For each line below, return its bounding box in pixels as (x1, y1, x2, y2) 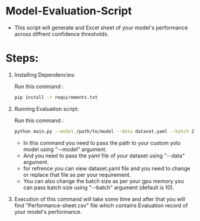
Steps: (5, 52, 39, 65)
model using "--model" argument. (23, 146, 107, 153)
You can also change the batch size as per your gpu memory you (23, 177, 184, 184)
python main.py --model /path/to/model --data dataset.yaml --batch (14, 128, 189, 134)
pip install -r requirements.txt (14, 94, 98, 100)
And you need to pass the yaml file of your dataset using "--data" (23, 152, 185, 159)
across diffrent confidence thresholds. (14, 30, 109, 37)
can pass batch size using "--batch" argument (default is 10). (23, 184, 174, 191)
